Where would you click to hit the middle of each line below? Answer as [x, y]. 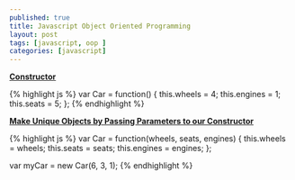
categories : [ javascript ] [58, 51]
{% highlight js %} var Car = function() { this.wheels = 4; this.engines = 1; [145, 94]
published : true [40, 18]
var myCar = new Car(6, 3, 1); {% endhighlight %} [101, 166]
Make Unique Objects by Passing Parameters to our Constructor [132, 121]
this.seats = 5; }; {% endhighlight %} [77, 103]
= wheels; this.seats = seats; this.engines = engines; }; [111, 148]
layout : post [34, 34]
